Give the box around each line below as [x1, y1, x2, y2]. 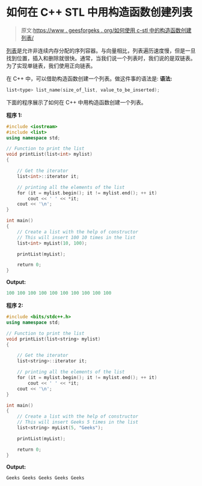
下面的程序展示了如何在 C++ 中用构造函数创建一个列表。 [6, 98, 147, 106]
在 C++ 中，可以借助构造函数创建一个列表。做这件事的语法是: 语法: [6, 75, 173, 82]
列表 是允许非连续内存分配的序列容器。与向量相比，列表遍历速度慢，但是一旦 [6, 46, 196, 54]
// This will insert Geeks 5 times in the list [17, 419, 138, 426]
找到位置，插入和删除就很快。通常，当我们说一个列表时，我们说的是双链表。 [6, 54, 196, 62]
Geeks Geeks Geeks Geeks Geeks [6, 475, 85, 481]
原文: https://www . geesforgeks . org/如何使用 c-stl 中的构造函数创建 [20, 27, 192, 34]
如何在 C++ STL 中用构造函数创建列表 [6, 5, 193, 19]
